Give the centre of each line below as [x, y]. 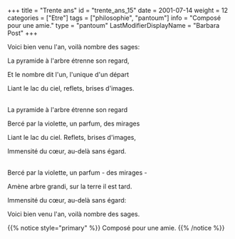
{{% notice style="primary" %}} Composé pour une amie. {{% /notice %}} [116, 228]
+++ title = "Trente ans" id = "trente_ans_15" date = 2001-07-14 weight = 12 [117, 10]
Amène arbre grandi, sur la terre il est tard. [70, 186]
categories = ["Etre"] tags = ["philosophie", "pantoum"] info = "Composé [114, 18]
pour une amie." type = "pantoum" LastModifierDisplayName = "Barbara [114, 25]
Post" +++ [22, 33]
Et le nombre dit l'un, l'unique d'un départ [68, 75]
